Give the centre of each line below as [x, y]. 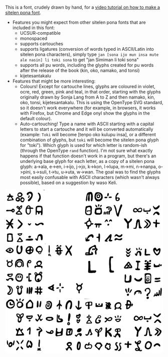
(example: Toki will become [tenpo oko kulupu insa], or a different [88, 135]
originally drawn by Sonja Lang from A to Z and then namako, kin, [88, 97]
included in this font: [34, 28]
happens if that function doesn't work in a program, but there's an [88, 156]
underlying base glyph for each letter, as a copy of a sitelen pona [87, 161]
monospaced [34, 38]
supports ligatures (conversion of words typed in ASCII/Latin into [87, 49]
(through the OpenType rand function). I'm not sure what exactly [86, 151]
